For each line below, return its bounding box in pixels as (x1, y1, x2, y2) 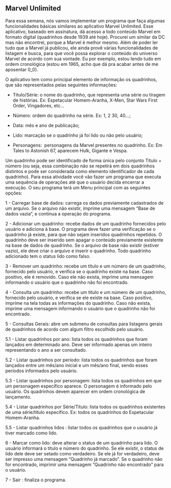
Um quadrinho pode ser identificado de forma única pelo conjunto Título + (5, 157, 162, 163)
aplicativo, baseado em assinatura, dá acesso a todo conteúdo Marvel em (5, 28, 161, 35)
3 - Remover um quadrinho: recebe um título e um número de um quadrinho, (5, 263, 166, 269)
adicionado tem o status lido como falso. (5, 253, 91, 259)
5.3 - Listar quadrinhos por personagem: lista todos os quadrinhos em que (5, 377, 162, 383)
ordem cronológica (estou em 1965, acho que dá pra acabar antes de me (5, 61, 159, 67)
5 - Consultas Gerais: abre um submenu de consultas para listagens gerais (5, 321, 163, 327)
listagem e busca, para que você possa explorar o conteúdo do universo (5, 50, 158, 56)
